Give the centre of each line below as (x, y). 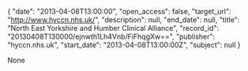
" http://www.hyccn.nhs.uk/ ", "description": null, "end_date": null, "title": (124, 20)
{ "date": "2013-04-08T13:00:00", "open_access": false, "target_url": (119, 11)
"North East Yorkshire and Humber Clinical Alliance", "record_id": (113, 28)
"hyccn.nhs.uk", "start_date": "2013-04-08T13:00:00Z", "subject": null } (124, 45)
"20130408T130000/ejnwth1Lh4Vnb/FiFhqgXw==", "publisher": (111, 36)
